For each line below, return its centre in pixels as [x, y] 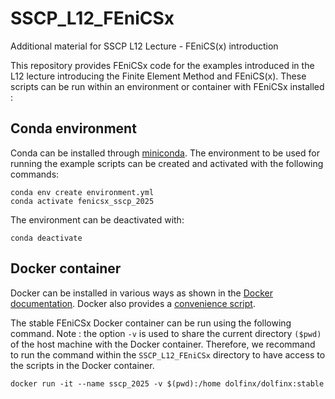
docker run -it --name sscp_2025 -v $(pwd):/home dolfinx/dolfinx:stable [167, 383]
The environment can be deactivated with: [97, 219]
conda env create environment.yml [82, 192]
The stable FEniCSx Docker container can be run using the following [151, 323]
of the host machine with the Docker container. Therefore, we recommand [163, 344]
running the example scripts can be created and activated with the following [167, 163]
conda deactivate [46, 238]
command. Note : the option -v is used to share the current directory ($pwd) [166, 333]
